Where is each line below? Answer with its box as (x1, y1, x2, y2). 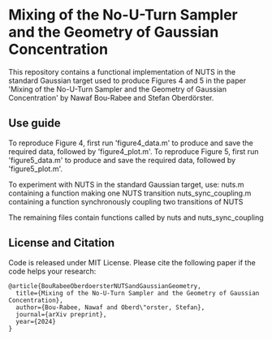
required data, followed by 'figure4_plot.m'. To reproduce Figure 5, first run (8, 146, 259, 156)
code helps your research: (8, 266, 97, 276)
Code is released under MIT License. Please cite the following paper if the (8, 257, 256, 267)
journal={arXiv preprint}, (15, 310, 107, 318)
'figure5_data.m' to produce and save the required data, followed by (8, 155, 236, 165)
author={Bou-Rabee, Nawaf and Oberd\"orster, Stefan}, (15, 303, 205, 312)
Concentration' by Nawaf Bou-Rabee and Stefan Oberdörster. (8, 93, 214, 102)
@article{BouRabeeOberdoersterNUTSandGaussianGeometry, (8, 282, 201, 290)
